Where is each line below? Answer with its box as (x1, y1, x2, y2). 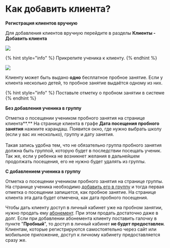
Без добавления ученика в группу (5, 105, 82, 111)
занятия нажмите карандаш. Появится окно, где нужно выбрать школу (5, 126, 162, 132)
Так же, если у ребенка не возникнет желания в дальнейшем (5, 153, 140, 159)
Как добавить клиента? (5, 3, 111, 15)
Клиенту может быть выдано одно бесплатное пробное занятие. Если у (5, 74, 163, 80)
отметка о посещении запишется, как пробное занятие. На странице (5, 189, 157, 195)
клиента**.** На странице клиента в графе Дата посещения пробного (5, 120, 160, 126)
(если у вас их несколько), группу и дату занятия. (5, 131, 114, 137)
